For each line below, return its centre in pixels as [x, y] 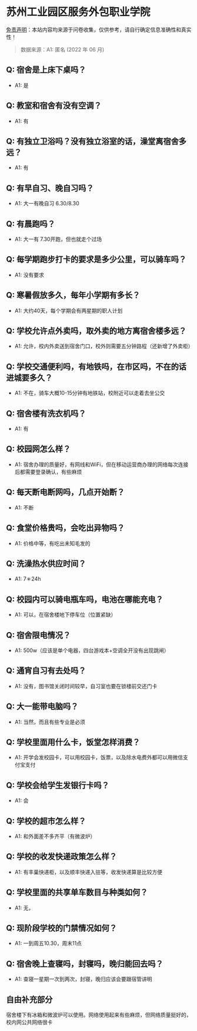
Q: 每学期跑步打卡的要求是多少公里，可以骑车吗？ [96, 259]
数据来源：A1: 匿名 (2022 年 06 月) [62, 49]
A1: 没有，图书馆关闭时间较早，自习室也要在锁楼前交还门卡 [86, 686]
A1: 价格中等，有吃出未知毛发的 [52, 543]
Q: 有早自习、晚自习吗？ [50, 188]
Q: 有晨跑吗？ [31, 224]
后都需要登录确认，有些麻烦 [48, 472]
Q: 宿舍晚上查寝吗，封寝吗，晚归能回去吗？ [85, 963]
